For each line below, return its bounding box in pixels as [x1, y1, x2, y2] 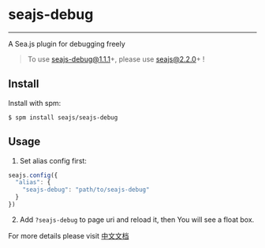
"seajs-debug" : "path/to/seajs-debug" [22, 186, 150, 194]
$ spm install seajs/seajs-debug [8, 113, 118, 122]
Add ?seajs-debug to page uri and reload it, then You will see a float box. [19, 215, 255, 224]
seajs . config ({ [8, 171, 58, 179]
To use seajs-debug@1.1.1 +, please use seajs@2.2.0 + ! [27, 54, 205, 64]
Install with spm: [8, 98, 62, 107]
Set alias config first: [19, 156, 87, 165]
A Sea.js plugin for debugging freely [8, 39, 126, 48]
